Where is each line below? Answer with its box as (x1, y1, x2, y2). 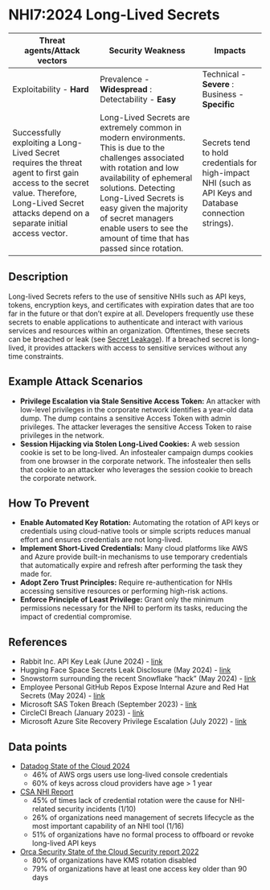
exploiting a (12, 137, 56, 148)
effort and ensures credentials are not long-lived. (19, 535, 183, 544)
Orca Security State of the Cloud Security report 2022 (19, 847, 199, 856)
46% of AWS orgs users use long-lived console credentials (31, 770, 228, 779)
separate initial (12, 217, 68, 229)
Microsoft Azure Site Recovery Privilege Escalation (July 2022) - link (19, 717, 247, 726)
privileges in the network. (19, 430, 104, 440)
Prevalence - (100, 73, 150, 85)
